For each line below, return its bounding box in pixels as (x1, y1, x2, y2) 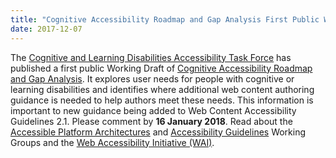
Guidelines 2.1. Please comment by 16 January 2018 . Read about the (10, 115, 293, 127)
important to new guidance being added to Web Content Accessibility (10, 104, 297, 116)
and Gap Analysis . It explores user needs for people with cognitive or (10, 72, 295, 85)
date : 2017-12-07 (10, 24, 83, 34)
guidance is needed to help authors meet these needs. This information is (10, 94, 314, 106)
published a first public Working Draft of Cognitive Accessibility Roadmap (10, 62, 313, 74)
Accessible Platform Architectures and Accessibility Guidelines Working (10, 126, 307, 138)
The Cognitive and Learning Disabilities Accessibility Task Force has (10, 51, 292, 63)
